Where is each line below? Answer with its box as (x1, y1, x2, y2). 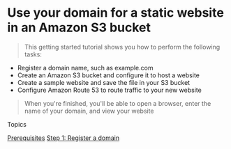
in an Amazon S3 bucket (7, 19, 151, 36)
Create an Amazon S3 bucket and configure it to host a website (17, 71, 200, 79)
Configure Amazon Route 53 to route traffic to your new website (17, 86, 202, 94)
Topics (7, 120, 27, 128)
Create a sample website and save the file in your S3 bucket (17, 78, 191, 86)
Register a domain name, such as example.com (17, 63, 154, 72)
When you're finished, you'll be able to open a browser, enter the (24, 99, 211, 107)
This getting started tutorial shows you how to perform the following (24, 42, 221, 51)
